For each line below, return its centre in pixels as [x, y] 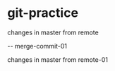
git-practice [43, 13]
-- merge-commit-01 [37, 46]
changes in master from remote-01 [57, 59]
